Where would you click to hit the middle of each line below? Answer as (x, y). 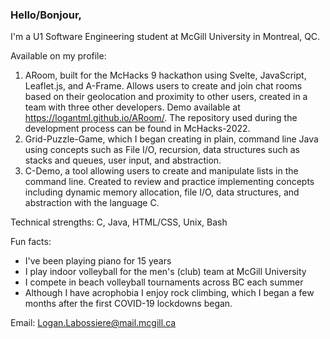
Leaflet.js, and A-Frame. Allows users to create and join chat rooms (163, 86)
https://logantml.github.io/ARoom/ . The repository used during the (161, 118)
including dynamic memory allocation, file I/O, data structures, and (162, 192)
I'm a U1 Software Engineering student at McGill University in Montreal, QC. (165, 37)
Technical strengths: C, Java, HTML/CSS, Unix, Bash (119, 222)
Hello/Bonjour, (46, 15)
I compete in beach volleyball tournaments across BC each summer (164, 282)
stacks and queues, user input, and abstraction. (123, 160)
